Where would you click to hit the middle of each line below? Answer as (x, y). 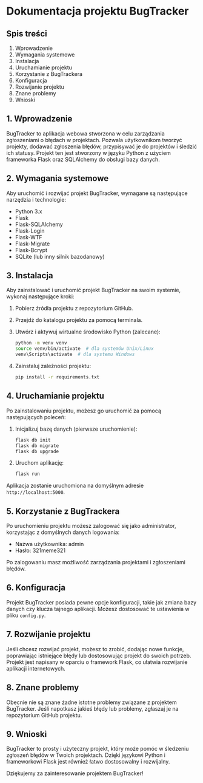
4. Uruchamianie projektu (55, 396)
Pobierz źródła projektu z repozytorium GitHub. (74, 309)
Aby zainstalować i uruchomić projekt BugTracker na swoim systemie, (94, 290)
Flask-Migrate (32, 244)
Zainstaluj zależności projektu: (53, 366)
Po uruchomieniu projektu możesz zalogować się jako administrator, (91, 526)
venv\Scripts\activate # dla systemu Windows (75, 354)
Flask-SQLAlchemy (39, 224)
